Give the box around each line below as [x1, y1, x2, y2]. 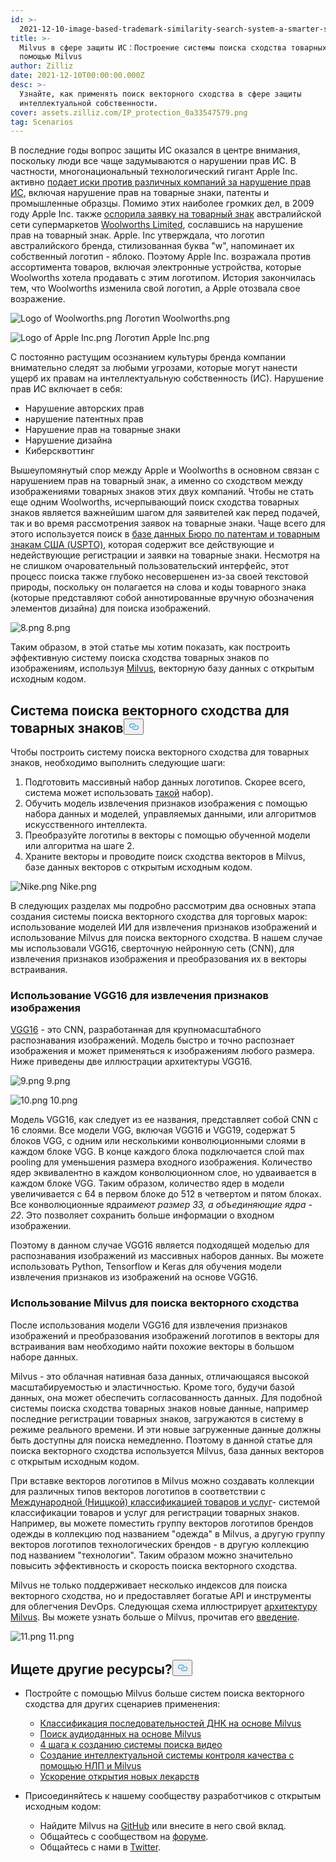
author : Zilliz [10, 61, 74, 71]
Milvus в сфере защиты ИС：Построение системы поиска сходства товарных [19, 42, 327, 53]
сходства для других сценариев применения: [24, 1698, 221, 1710]
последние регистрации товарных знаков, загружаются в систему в [10, 1412, 304, 1425]
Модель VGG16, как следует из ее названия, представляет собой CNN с [10, 1114, 319, 1126]
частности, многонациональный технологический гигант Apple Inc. [10, 166, 298, 178]
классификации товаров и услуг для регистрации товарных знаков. [10, 1506, 300, 1518]
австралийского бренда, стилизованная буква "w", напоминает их [10, 240, 295, 252]
